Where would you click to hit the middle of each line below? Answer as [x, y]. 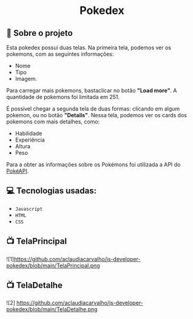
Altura [23, 146]
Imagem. [26, 79]
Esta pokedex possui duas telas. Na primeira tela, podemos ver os [89, 47]
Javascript [29, 209]
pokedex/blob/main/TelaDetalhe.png [52, 309]
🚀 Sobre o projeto [39, 33]
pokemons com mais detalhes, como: [53, 122]
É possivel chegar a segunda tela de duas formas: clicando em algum [93, 109]
